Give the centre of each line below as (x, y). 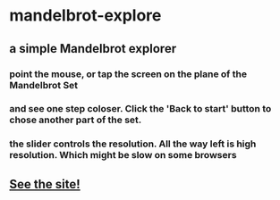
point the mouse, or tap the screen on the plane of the (128, 74)
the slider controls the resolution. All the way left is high (133, 144)
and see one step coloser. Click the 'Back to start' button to (140, 109)
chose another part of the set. (76, 120)
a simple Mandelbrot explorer (93, 49)
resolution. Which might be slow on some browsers (123, 155)
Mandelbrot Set (44, 85)
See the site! (45, 184)
